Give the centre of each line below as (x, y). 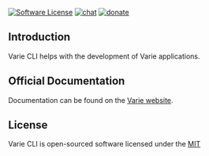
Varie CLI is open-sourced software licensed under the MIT (104, 144)
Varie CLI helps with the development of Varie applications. (104, 56)
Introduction (39, 37)
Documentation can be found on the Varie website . (91, 100)
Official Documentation (67, 81)
